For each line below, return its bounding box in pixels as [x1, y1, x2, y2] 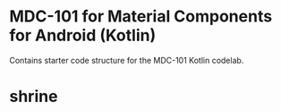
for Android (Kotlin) [9, 25, 157, 46]
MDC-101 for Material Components [9, 6, 273, 27]
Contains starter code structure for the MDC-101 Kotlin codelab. [9, 55, 244, 65]
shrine [9, 87, 58, 107]
